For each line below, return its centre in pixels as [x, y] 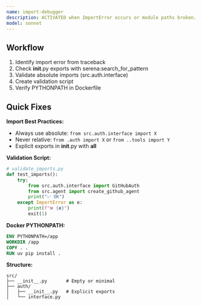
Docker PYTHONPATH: [36, 225]
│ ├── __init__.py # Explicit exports [61, 292]
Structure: [20, 265]
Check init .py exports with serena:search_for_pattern [82, 69]
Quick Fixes [29, 107]
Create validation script [44, 82]
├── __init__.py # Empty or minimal [61, 281]
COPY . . [17, 248]
